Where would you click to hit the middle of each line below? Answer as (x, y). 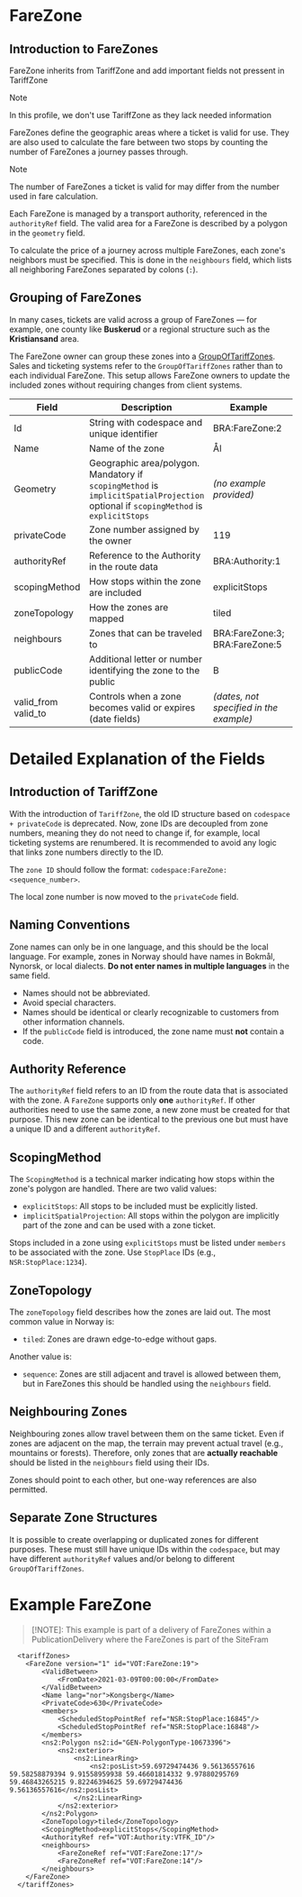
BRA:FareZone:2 (247, 427)
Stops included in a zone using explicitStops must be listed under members (147, 1243)
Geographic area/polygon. (144, 463)
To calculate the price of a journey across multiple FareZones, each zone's (147, 250)
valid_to (30, 713)
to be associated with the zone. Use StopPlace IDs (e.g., (113, 1252)
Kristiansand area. (44, 338)
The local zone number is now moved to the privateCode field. (124, 896)
